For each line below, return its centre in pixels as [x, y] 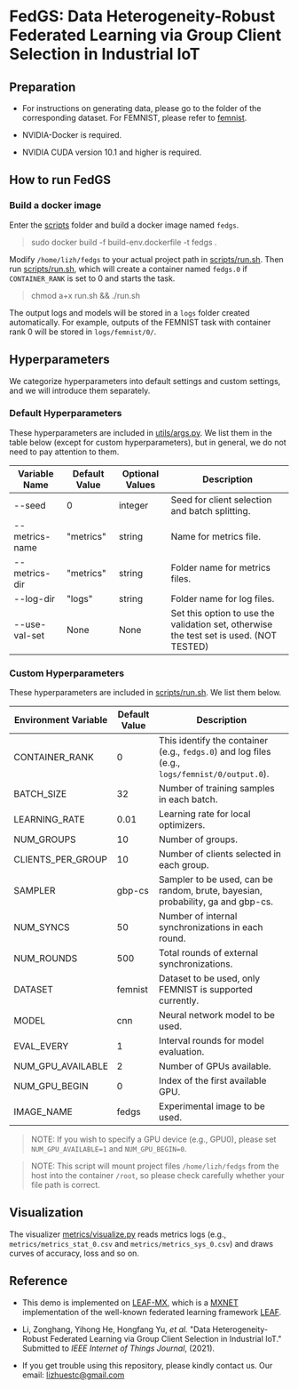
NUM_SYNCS [42, 927]
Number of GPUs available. [215, 1066]
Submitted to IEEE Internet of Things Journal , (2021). [118, 1348]
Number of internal [198, 916]
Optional [141, 473]
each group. [184, 865]
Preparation [43, 87]
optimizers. [182, 825]
